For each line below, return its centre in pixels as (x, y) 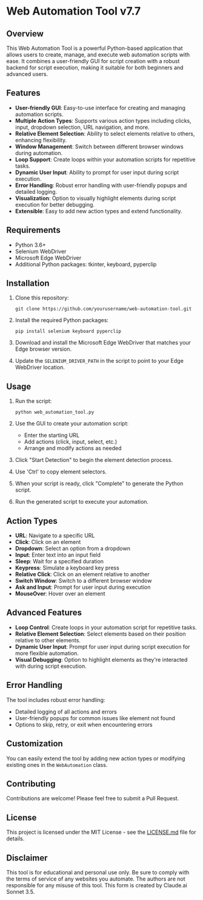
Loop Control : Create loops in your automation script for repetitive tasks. (106, 627)
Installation (28, 283)
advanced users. (27, 74)
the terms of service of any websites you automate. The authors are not (96, 879)
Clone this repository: (42, 298)
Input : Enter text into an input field (58, 555)
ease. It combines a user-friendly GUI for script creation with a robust (93, 61)
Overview (25, 34)
